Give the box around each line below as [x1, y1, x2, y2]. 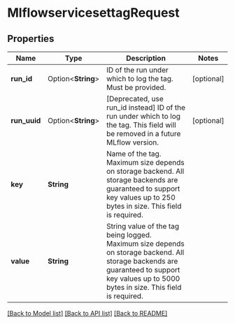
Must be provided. [106, 82, 166, 92]
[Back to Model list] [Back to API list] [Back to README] [7, 309, 168, 317]
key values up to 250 [106, 193, 176, 202]
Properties [7, 33, 55, 45]
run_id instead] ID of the [106, 103, 186, 112]
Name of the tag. [106, 149, 162, 159]
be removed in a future [106, 129, 181, 138]
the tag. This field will [106, 120, 176, 130]
